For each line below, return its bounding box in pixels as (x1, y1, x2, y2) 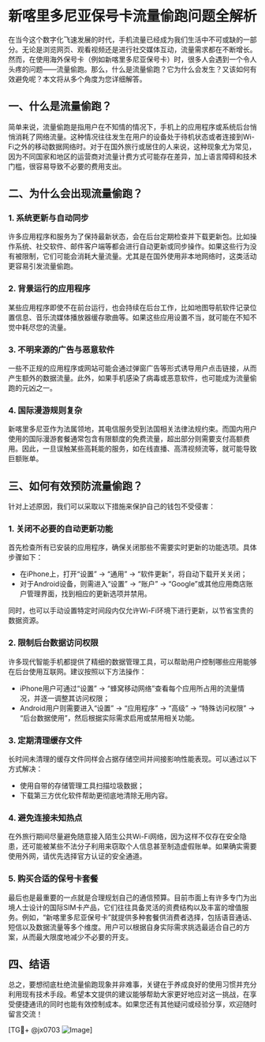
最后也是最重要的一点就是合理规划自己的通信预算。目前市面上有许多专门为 (8, 893, 250, 902)
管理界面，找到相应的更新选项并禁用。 (26, 589, 151, 598)
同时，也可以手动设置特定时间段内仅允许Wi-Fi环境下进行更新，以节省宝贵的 (8, 605, 254, 616)
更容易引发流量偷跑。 (8, 261, 77, 271)
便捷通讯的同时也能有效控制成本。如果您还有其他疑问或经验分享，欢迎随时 (14, 999, 257, 1009)
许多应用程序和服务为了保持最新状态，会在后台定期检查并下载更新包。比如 (8, 232, 250, 242)
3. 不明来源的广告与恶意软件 (8, 344, 115, 355)
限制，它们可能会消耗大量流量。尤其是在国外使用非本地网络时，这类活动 (21, 252, 257, 261)
